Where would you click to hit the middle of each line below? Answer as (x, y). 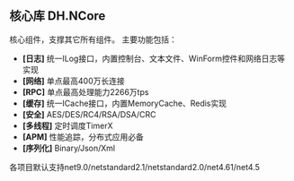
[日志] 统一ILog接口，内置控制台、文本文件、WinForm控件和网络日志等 (154, 58)
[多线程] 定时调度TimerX (67, 125)
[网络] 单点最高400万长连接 (74, 81)
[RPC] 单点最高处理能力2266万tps (85, 91)
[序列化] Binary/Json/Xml (69, 148)
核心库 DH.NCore (58, 16)
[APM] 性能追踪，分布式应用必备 (83, 136)
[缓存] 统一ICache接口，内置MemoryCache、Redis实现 (125, 103)
